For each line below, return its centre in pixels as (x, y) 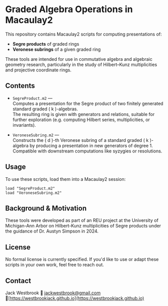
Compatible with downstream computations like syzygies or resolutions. (87, 151)
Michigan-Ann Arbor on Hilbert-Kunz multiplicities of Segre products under (83, 226)
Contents (20, 86)
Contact (18, 280)
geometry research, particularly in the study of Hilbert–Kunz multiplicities (81, 64)
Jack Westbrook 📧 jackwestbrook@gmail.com (53, 293)
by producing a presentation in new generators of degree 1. (91, 145)
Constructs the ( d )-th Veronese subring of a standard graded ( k (80, 140)
